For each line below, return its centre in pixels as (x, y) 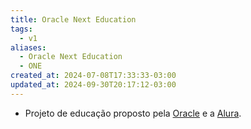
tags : (21, 29)
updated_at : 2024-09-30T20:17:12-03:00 (93, 85)
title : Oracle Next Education (73, 19)
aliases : (28, 47)
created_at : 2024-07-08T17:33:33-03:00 (93, 76)
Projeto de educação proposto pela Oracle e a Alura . (133, 113)
